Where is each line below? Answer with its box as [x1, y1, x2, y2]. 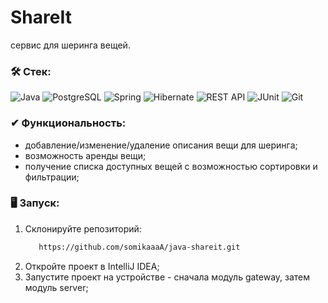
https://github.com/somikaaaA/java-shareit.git [38, 242, 241, 252]
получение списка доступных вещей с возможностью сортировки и [24, 160, 318, 172]
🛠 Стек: [10, 64, 52, 78]
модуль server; [24, 281, 89, 293]
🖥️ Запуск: [10, 196, 60, 210]
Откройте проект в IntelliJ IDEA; [24, 260, 160, 272]
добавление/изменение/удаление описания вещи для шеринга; [24, 139, 298, 151]
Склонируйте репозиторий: [24, 222, 142, 235]
